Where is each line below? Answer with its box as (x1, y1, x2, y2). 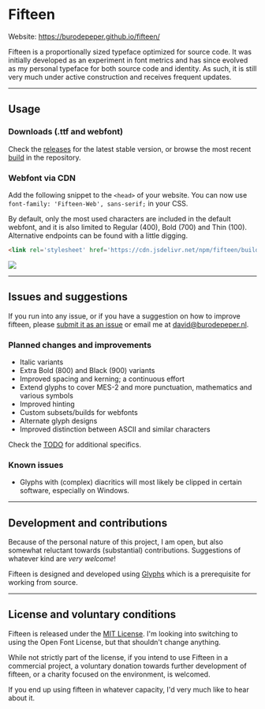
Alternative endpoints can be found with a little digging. (8, 231, 188, 240)
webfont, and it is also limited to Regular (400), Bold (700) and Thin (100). (8, 222, 247, 232)
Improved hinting (19, 399, 75, 409)
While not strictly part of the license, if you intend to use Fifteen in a (8, 652, 229, 662)
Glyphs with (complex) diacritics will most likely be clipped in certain (19, 477, 242, 487)
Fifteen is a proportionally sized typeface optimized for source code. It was (8, 47, 252, 56)
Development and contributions (8, 516, 168, 530)
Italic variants (19, 357, 64, 367)
